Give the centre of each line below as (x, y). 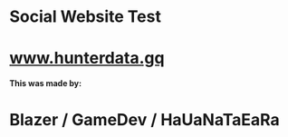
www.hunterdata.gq (87, 59)
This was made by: (46, 83)
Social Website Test (85, 17)
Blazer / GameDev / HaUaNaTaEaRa (145, 120)
